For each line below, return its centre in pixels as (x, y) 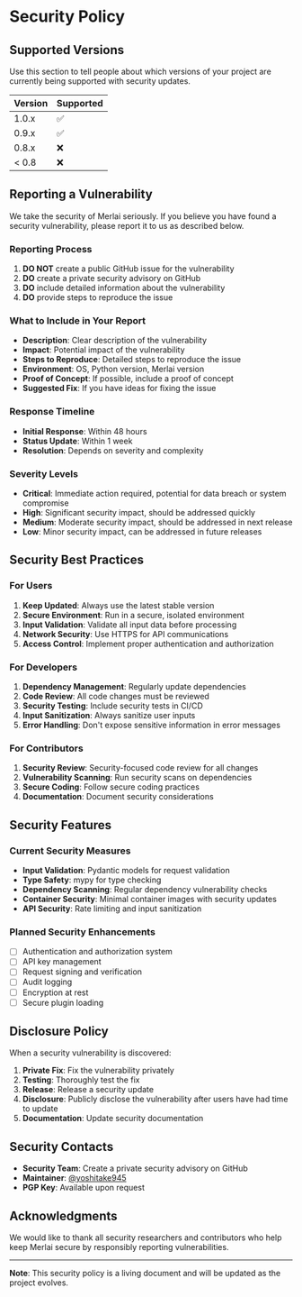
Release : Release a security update (88, 1090)
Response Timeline (52, 412)
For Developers (44, 667)
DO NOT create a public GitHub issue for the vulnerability (129, 269)
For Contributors (46, 748)
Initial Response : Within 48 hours (84, 431)
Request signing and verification (82, 972)
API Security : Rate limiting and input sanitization (112, 909)
